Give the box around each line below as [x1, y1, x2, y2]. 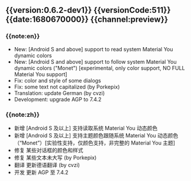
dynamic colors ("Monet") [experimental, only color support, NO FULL [14, 64, 185, 71]
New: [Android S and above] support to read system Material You [14, 45, 173, 52]
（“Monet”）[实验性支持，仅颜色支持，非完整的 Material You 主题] [14, 139, 176, 146]
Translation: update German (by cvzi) [14, 89, 105, 97]
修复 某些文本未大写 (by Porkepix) [14, 154, 97, 161]
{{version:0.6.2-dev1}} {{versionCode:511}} [5, 5, 171, 15]
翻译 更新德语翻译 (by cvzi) [14, 161, 80, 168]
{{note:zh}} [5, 110, 40, 119]
